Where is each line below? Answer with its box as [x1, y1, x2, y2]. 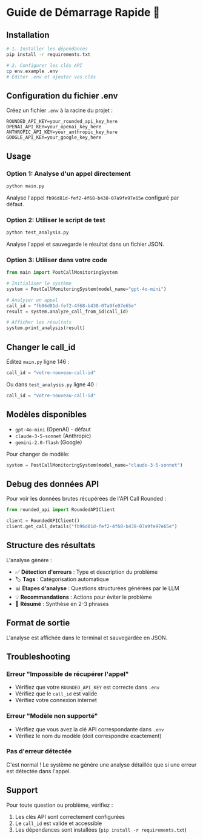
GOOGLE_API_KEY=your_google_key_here [6, 134, 102, 141]
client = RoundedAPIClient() [6, 518, 80, 524]
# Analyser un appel [6, 297, 59, 303]
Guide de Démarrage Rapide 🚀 [6, 5, 161, 19]
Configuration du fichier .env [6, 91, 118, 101]
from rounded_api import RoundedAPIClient [6, 507, 115, 513]
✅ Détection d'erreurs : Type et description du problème [15, 568, 158, 576]
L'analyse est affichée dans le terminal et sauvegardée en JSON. [6, 634, 168, 641]
